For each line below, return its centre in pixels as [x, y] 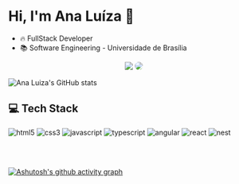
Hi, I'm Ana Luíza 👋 [71, 16]
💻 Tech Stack [43, 109]
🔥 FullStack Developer [56, 38]
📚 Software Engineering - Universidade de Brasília [103, 48]
